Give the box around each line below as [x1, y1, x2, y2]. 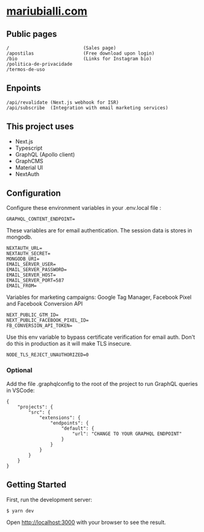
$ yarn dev [6, 507, 34, 514]
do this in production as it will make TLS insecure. [6, 340, 132, 347]
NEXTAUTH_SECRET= [6, 250, 51, 257]
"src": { [28, 409, 51, 415]
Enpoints [6, 83, 42, 93]
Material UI [15, 164, 43, 171]
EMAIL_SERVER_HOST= [6, 272, 56, 279]
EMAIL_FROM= [6, 283, 37, 289]
